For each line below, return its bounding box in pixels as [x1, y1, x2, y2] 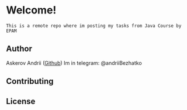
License [6, 96, 36, 106]
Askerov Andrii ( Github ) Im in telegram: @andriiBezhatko [6, 59, 142, 66]
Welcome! [6, 4, 57, 17]
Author [6, 44, 32, 54]
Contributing [6, 77, 54, 87]
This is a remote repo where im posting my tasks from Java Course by [6, 23, 182, 29]
